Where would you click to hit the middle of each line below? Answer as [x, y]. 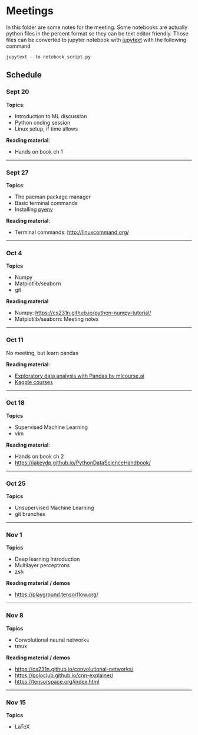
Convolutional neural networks [52, 640]
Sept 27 [17, 173]
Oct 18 [15, 403]
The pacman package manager [53, 197]
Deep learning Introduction [47, 559]
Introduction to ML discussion [51, 116]
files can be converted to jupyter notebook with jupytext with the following [96, 40]
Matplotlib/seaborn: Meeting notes [57, 319]
